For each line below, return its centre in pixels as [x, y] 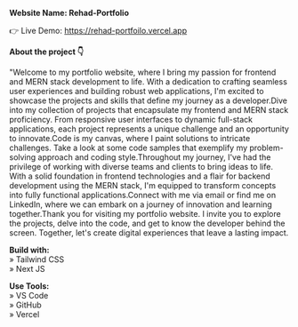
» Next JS [27, 269]
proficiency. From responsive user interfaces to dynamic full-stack [131, 120]
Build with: [29, 250]
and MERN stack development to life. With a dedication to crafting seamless [148, 82]
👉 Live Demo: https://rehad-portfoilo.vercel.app [98, 31]
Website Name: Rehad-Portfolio [69, 13]
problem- [266, 148]
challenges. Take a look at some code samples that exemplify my [129, 148]
